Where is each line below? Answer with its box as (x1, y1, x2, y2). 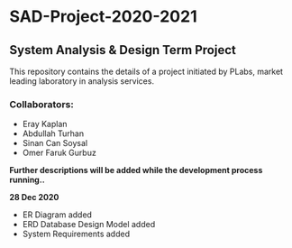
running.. (9, 174, 45, 186)
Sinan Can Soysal (22, 138, 88, 149)
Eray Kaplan (22, 119, 68, 130)
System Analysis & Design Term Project (9, 42, 236, 58)
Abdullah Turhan (22, 128, 84, 139)
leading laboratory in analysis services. (9, 76, 155, 87)
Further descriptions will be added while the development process (9, 165, 263, 176)
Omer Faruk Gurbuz (22, 147, 96, 159)
